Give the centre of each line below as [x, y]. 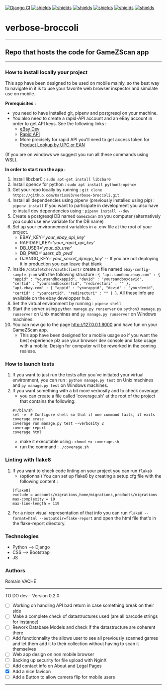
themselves [24, 649]
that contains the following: [47, 401]
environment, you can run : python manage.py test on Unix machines [83, 380]
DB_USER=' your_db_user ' [46, 248]
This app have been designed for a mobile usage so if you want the [89, 335]
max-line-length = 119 [36, 504]
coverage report [29, 428]
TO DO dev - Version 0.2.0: [33, 596]
